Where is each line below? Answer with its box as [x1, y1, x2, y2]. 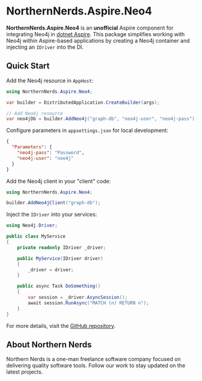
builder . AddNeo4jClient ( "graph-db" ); [6, 200, 101, 206]
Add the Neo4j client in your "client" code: [6, 177, 111, 184]
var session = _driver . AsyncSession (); [28, 294, 128, 300]
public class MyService [6, 233, 66, 239]
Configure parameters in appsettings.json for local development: [6, 127, 168, 134]
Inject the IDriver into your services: [6, 211, 97, 218]
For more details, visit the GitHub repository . [6, 322, 116, 329]
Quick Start [6, 61, 50, 71]
